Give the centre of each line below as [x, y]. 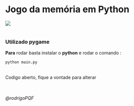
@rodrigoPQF [20, 98]
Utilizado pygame [28, 42]
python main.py [21, 62]
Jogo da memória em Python [68, 9]
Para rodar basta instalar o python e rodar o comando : [63, 53]
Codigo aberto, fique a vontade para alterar [51, 77]
